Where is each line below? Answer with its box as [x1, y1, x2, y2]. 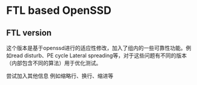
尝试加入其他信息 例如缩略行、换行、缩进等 [6, 72, 113, 79]
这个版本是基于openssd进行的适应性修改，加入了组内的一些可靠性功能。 [6, 45, 186, 51]
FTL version [6, 28, 52, 38]
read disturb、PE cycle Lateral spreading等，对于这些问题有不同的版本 [11, 52, 187, 59]
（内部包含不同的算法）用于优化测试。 [6, 60, 101, 66]
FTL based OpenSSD [6, 4, 111, 17]
